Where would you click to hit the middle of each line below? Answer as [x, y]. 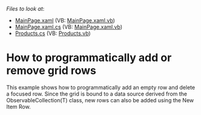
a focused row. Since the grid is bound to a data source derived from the [97, 94]
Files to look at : [25, 9]
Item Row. [19, 107]
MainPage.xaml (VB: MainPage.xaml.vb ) [65, 20]
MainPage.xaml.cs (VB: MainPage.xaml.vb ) [69, 27]
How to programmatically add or [89, 58]
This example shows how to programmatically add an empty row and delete [101, 87]
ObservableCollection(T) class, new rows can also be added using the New [100, 100]
